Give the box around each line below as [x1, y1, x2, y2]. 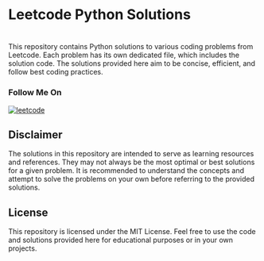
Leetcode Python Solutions [8, 6, 191, 24]
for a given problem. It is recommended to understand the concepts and [8, 166, 245, 175]
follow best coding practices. [8, 67, 103, 77]
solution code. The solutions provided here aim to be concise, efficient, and [8, 59, 256, 68]
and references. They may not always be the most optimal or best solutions [8, 157, 255, 167]
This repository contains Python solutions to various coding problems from [8, 42, 254, 52]
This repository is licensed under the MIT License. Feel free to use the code [8, 227, 256, 236]
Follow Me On [8, 87, 62, 98]
